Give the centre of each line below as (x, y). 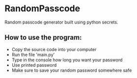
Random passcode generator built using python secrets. (61, 22)
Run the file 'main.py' (33, 54)
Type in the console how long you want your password (67, 60)
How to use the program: (43, 38)
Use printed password (34, 65)
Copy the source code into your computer (54, 49)
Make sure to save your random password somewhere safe (72, 70)
